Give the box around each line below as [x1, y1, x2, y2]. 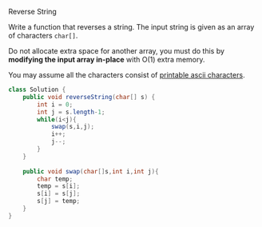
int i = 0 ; [37, 100, 73, 109]
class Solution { [8, 86, 66, 94]
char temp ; [37, 175, 73, 183]
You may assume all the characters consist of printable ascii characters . [8, 70, 245, 79]
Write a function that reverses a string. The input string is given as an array [8, 22, 255, 31]
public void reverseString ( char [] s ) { [22, 93, 156, 101]
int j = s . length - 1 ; [37, 108, 105, 116]
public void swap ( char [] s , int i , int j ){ [22, 167, 159, 175]
